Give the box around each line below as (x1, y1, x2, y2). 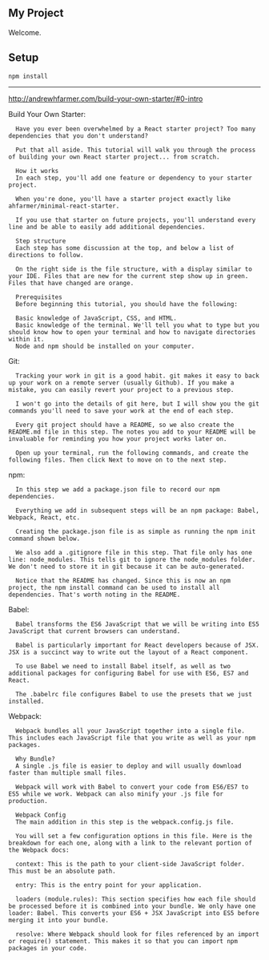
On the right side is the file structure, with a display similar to (15, 264, 252, 273)
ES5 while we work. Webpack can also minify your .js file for (8, 789, 224, 798)
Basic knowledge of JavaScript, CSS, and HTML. (15, 314, 178, 322)
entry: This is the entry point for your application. (15, 881, 203, 889)
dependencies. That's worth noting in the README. (8, 591, 181, 599)
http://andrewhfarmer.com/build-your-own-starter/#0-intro (8, 94, 203, 103)
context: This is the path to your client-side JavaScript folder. (15, 860, 246, 868)
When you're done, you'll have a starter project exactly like (15, 195, 231, 203)
